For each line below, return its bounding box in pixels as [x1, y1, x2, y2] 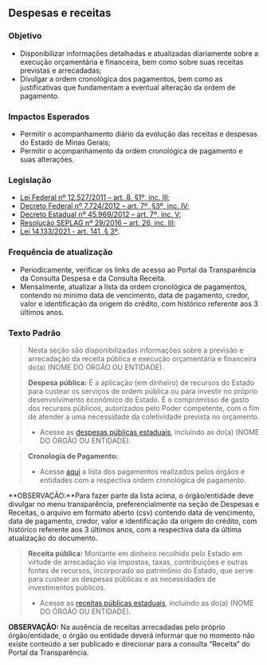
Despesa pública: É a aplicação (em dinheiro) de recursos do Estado [27, 377, 255, 387]
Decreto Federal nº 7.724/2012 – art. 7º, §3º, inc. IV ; [19, 201, 190, 211]
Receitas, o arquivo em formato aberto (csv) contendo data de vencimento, [8, 508, 255, 517]
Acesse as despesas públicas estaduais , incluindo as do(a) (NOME [39, 427, 260, 436]
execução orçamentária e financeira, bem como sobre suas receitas [19, 57, 244, 66]
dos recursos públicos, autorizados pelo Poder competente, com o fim [27, 403, 260, 412]
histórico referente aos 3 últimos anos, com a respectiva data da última [8, 524, 241, 534]
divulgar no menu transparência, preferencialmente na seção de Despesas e [8, 499, 260, 508]
